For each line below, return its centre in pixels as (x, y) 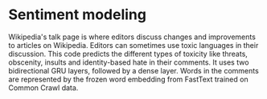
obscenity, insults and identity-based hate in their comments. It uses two (129, 62)
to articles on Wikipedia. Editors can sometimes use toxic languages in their (133, 45)
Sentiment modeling (78, 15)
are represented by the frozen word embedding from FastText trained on (128, 79)
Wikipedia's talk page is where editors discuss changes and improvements (132, 37)
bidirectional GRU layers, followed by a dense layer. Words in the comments (133, 70)
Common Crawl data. (43, 87)
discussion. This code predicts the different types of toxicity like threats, (128, 53)
